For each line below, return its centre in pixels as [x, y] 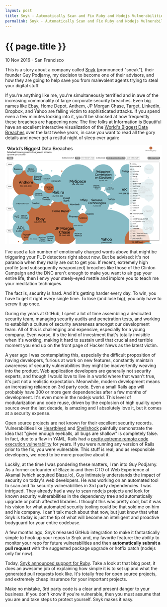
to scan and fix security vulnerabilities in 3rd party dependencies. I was [78, 485]
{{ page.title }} [36, 46]
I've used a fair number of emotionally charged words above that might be [81, 251]
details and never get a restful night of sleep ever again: [62, 138]
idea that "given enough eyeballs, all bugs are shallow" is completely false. [82, 433]
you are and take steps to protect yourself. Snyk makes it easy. [69, 599]
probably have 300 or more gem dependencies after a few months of [76, 392]
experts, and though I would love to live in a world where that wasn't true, [80, 376]
